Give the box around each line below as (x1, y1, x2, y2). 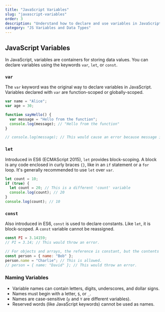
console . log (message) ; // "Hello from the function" (9, 121, 120, 126)
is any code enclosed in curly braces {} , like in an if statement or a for (5, 162, 149, 168)
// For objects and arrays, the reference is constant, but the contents (5, 249, 160, 254)
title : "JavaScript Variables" (5, 7, 69, 12)
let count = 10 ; (5, 176, 38, 181)
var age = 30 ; (5, 104, 34, 109)
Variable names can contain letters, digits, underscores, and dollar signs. (12, 285, 160, 291)
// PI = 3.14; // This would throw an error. (5, 240, 100, 245)
